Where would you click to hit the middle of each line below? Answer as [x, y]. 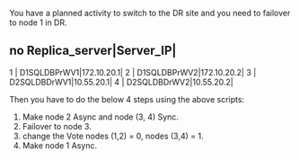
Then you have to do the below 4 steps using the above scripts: [127, 99]
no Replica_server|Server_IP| [93, 51]
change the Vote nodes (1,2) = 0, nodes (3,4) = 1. [113, 136]
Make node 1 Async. [59, 145]
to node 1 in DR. [38, 22]
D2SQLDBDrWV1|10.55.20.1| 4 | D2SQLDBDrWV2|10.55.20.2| [121, 82]
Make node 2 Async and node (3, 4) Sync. [101, 117]
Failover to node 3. [57, 126]
